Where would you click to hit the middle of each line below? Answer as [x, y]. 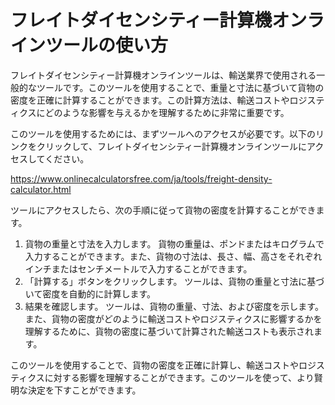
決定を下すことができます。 [84, 390]
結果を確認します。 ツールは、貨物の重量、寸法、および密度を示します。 [174, 306]
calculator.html [41, 189]
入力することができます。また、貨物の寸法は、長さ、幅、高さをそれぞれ [173, 256]
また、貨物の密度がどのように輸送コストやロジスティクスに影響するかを [173, 318]
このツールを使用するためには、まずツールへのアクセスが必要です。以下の [163, 133]
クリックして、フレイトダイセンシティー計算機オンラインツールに [172, 146]
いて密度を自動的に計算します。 [90, 293]
